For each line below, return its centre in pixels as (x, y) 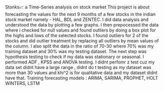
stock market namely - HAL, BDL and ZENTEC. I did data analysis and (77, 19)
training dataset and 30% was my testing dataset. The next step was (76, 51)
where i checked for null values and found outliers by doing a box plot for (80, 30)
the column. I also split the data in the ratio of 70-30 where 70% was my (79, 46)
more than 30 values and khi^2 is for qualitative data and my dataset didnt (81, 72)
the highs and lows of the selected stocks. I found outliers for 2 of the (77, 35)
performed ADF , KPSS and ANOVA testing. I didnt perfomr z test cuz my (80, 62)
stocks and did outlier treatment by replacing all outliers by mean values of (82, 41)
